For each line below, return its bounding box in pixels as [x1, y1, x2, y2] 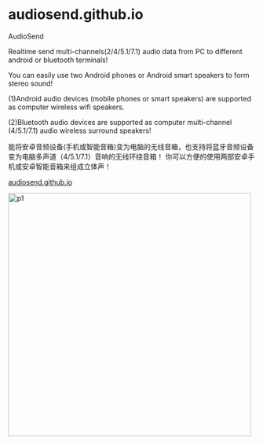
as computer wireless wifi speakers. [8, 102, 125, 112]
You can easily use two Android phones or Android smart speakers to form [8, 70, 250, 79]
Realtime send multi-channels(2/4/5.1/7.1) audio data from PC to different [8, 46, 243, 56]
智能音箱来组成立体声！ [35, 161, 111, 171]
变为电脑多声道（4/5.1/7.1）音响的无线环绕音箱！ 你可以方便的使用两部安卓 [8, 152, 249, 161]
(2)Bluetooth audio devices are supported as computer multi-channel [8, 117, 232, 127]
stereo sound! [8, 79, 53, 88]
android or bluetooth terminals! [8, 55, 108, 64]
